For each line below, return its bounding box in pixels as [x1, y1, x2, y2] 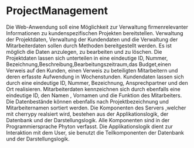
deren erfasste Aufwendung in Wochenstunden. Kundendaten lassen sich [6, 73, 185, 80]
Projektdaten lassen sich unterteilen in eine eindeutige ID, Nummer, [6, 54, 168, 61]
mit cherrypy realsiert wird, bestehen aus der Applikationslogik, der [6, 110, 169, 118]
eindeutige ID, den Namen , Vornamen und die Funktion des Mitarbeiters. [6, 92, 182, 99]
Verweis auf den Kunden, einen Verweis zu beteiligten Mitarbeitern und [6, 67, 178, 74]
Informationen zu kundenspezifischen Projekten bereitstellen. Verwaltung [6, 29, 183, 36]
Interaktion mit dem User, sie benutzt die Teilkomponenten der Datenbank [6, 129, 185, 136]
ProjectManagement [6, 4, 108, 18]
